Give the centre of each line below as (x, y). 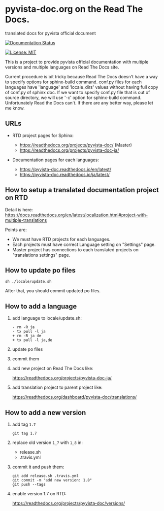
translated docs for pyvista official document (50, 33)
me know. (15, 108)
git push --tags (29, 484)
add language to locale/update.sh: (47, 318)
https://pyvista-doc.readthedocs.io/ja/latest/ (65, 174)
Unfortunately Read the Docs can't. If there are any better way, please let (79, 102)
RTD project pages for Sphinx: (43, 135)
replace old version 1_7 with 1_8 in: (47, 443)
